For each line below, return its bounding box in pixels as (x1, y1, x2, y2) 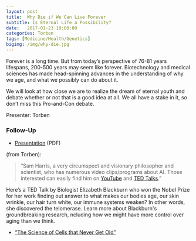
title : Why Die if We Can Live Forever (6, 14, 107, 20)
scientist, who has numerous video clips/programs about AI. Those (20, 169, 183, 176)
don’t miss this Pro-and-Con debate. (6, 100, 95, 107)
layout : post (6, 8, 38, 15)
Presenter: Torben (6, 111, 50, 118)
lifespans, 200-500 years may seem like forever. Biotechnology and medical (6, 63, 191, 71)
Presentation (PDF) (14, 139, 61, 147)
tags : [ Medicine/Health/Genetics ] (6, 36, 91, 42)
